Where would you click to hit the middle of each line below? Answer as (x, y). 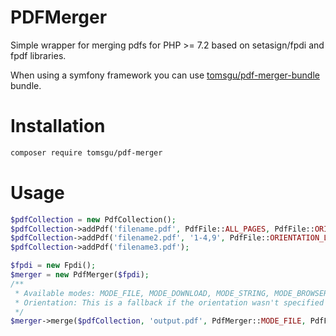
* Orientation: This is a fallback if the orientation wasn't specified (169, 302)
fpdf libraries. (38, 55)
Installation (58, 126)
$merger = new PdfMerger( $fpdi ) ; (80, 275)
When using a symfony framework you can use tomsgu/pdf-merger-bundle (165, 75)
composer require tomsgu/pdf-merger (86, 152)
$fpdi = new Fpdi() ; (53, 266)
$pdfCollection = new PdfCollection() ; (93, 219)
